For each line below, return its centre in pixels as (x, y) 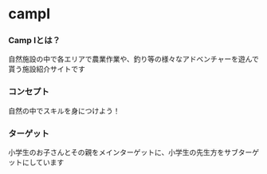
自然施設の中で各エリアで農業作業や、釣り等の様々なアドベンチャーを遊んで (133, 59)
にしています (43, 162)
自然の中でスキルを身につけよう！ (64, 111)
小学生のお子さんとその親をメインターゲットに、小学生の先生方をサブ (124, 152)
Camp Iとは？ (35, 41)
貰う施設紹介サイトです (47, 69)
